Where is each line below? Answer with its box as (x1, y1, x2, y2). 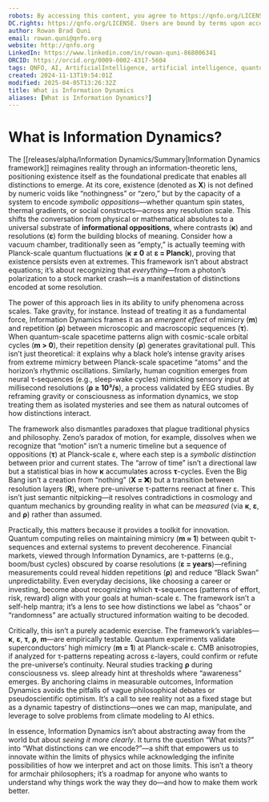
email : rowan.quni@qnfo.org (8, 34, 102, 42)
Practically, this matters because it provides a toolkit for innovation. (8, 526, 230, 535)
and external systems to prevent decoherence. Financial (46, 542, 232, 552)
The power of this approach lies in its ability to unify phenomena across (8, 298, 244, 308)
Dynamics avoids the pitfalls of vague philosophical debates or (8, 686, 215, 695)
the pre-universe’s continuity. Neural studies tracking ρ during (8, 660, 213, 670)
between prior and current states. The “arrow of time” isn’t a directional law (8, 458, 258, 468)
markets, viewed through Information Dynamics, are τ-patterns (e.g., (8, 550, 234, 561)
